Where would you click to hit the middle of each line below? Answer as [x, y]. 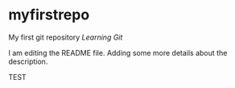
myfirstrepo [49, 15]
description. [28, 61]
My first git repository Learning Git [66, 37]
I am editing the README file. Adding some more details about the [118, 52]
